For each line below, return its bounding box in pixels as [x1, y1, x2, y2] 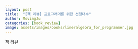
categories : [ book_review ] [5, 20, 61, 26]
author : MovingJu [5, 16, 41, 21]
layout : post [5, 7, 32, 12]
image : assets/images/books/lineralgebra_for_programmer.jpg [5, 25, 134, 30]
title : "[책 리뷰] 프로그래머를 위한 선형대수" [5, 12, 91, 16]
